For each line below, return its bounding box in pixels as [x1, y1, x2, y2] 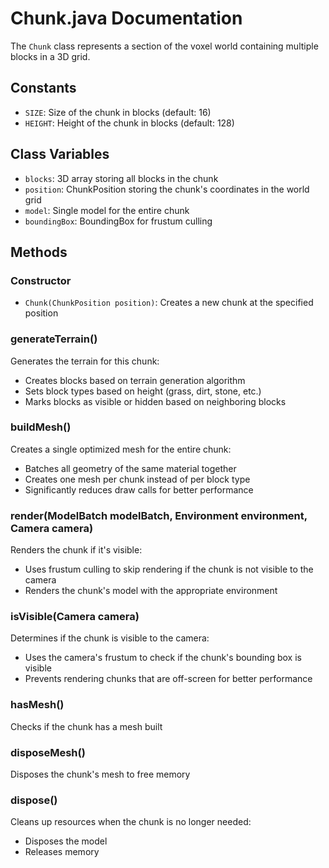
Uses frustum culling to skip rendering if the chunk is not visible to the [24, 563, 314, 576]
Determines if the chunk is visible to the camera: [10, 632, 210, 644]
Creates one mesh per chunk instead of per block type [24, 473, 251, 485]
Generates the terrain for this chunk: [10, 355, 160, 367]
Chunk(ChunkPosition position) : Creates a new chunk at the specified [24, 297, 314, 309]
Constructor [10, 273, 72, 287]
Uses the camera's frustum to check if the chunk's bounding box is [24, 652, 302, 664]
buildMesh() [10, 420, 72, 434]
